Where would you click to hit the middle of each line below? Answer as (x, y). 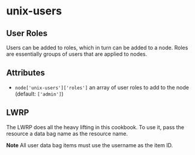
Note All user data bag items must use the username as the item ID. (90, 145)
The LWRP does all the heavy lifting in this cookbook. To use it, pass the (95, 127)
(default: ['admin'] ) (39, 94)
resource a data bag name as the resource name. (67, 133)
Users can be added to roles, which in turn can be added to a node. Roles (97, 47)
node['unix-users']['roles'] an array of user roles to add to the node (102, 87)
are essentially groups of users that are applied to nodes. (77, 54)
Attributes (25, 73)
